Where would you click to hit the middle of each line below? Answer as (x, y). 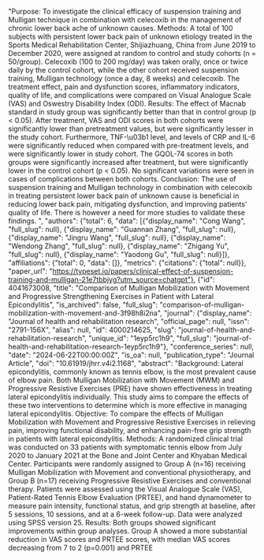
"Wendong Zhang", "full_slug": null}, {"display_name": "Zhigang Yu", (119, 246)
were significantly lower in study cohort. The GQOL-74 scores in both (121, 154)
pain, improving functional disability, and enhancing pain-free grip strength (130, 430)
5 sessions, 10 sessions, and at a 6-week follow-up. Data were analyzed (125, 514)
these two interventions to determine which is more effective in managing (128, 405)
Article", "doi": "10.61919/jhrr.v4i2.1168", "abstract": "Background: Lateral (126, 363)
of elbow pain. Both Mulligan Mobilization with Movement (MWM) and (121, 380)
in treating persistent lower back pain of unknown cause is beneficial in (124, 196)
